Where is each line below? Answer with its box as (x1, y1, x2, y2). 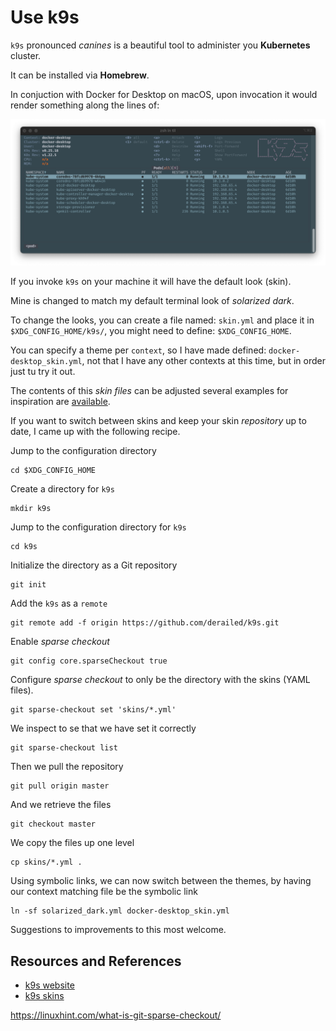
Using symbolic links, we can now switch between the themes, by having (10, 875, 312, 887)
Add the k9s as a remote (10, 597, 108, 610)
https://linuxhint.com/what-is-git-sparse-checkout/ (10, 1009, 222, 1021)
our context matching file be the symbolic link (10, 886, 198, 898)
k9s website (24, 979, 75, 991)
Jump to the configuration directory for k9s (10, 521, 187, 533)
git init (10, 580, 47, 590)
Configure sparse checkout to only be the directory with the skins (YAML (10, 674, 311, 686)
